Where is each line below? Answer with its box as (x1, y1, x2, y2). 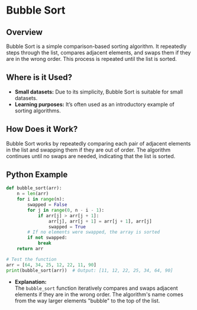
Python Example (6, 170, 68, 180)
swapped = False (27, 202, 67, 208)
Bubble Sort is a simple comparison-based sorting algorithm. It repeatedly (6, 43, 187, 50)
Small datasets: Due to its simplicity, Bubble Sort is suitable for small (14, 88, 183, 95)
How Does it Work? (6, 124, 78, 134)
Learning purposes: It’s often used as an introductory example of (14, 101, 175, 108)
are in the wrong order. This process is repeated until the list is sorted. (6, 56, 177, 62)
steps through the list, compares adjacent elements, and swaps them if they (6, 49, 191, 56)
